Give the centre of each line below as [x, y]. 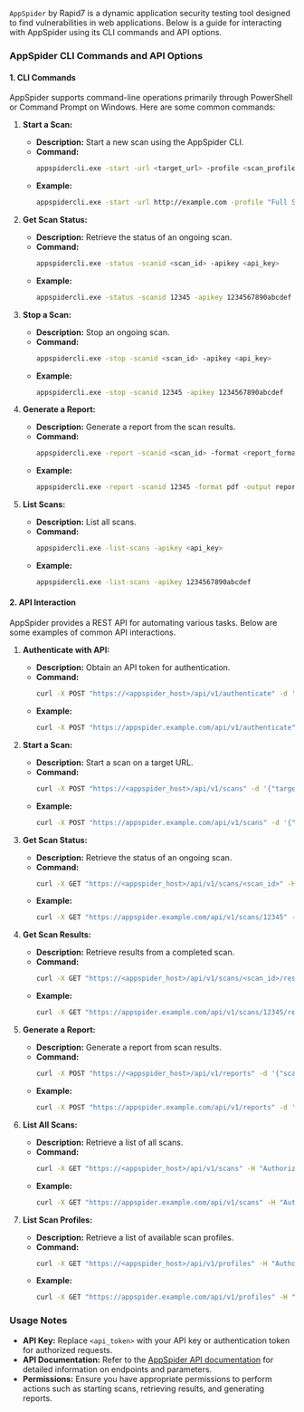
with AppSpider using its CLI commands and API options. [116, 32]
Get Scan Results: [57, 935]
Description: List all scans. [86, 522]
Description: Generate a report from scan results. [128, 1047]
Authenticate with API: [66, 650]
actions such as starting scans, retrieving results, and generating [143, 1388]
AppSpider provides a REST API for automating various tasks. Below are [143, 623]
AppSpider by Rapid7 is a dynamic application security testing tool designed [150, 13]
